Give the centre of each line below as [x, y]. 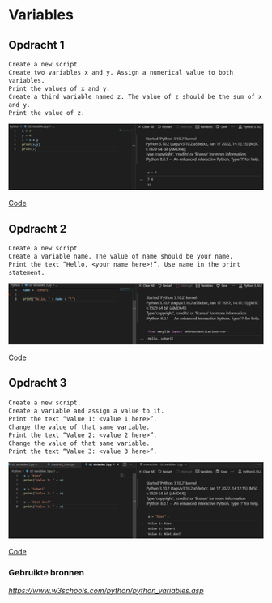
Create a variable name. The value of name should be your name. [121, 257]
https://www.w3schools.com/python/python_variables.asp [106, 590]
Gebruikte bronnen [47, 573]
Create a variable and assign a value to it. [86, 411]
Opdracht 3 [38, 383]
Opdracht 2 [38, 229]
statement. [27, 273]
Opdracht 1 [36, 45]
